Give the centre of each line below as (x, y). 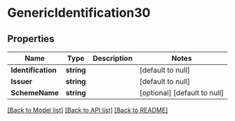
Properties (31, 39)
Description (113, 58)
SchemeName (35, 93)
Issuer (22, 81)
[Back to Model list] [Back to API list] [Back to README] (88, 110)
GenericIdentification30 (79, 13)
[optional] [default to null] (182, 93)
